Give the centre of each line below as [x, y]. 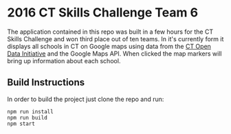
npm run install [30, 111]
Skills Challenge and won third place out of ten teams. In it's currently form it [115, 38]
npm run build [27, 118]
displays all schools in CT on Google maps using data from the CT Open [109, 46]
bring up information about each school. [64, 60]
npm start [21, 124]
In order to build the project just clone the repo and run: [86, 99]
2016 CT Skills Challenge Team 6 [102, 13]
